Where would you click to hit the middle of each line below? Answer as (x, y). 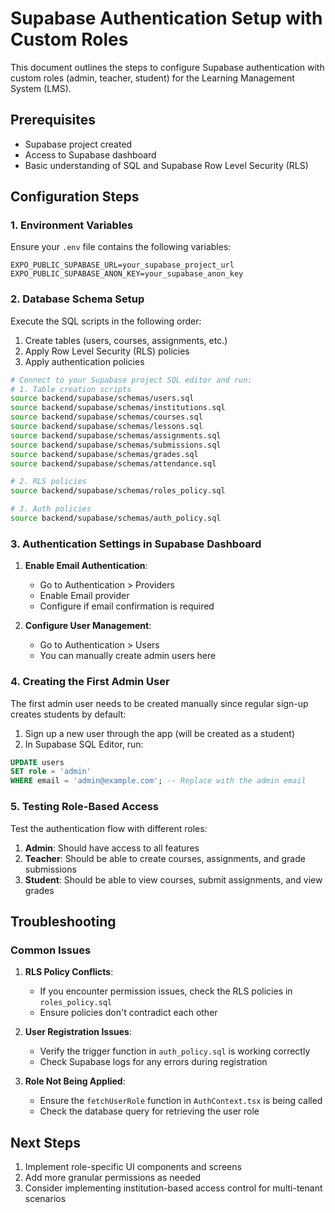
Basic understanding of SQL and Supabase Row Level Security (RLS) (166, 165)
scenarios (45, 1198)
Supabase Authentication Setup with (166, 18)
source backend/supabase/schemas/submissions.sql (116, 445)
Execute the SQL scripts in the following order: (106, 321)
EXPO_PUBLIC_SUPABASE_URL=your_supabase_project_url (122, 265)
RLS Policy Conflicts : (69, 972)
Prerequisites (53, 120)
